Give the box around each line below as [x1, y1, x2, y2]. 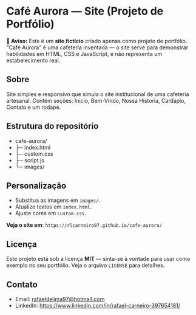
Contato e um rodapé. [6, 103, 61, 111]
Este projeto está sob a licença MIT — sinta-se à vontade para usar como [6, 255, 191, 263]
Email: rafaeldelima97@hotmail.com [15, 296, 105, 302]
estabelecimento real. [6, 57, 61, 64]
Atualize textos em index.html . [15, 203, 92, 210]
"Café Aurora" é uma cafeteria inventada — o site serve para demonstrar [6, 44, 189, 51]
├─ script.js [15, 156, 44, 164]
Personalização [6, 181, 67, 191]
